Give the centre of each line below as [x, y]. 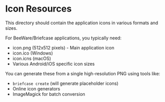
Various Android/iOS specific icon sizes [53, 64]
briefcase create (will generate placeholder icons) [65, 83]
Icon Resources [39, 9]
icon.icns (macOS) [32, 58]
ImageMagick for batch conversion [49, 94]
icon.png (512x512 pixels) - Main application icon [63, 47]
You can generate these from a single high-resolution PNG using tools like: [83, 73]
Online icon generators [36, 88]
